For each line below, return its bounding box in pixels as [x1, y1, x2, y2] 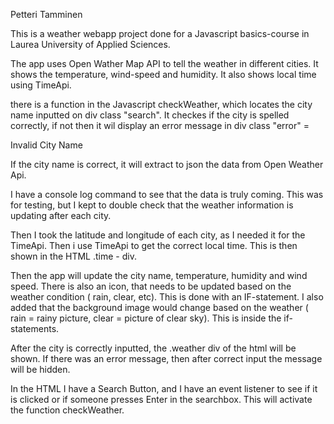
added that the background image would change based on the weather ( [10, 302, 309, 313]
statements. [10, 323, 60, 334]
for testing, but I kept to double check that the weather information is [10, 199, 294, 211]
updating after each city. [10, 210, 112, 221]
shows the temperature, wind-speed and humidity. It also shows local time [10, 69, 317, 80]
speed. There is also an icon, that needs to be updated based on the [10, 280, 292, 292]
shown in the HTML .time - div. [10, 250, 137, 262]
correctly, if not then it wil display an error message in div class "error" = [10, 120, 310, 131]
